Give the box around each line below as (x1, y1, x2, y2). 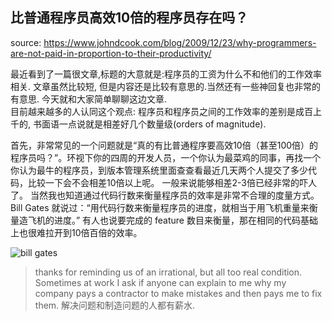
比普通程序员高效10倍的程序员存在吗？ (10, 9, 249, 27)
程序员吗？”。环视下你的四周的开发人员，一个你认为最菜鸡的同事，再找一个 (10, 151, 322, 163)
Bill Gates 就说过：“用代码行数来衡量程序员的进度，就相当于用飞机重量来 (10, 201, 310, 213)
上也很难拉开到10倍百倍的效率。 (10, 226, 143, 238)
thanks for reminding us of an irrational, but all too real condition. (34, 266, 303, 278)
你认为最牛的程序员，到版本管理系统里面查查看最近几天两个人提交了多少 (10, 164, 308, 176)
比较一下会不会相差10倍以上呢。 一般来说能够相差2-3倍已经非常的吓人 (27, 176, 317, 188)
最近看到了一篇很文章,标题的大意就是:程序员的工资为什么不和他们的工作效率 (10, 68, 323, 80)
